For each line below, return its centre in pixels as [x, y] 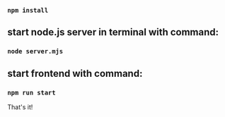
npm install [28, 10]
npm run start [31, 92]
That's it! [20, 107]
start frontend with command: [75, 73]
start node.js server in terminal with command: [113, 32]
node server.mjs [35, 51]
